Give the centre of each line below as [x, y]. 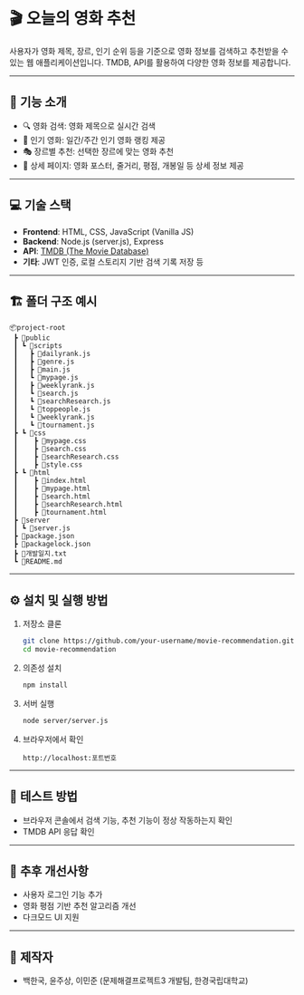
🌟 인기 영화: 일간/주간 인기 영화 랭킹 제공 [94, 140]
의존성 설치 [42, 668]
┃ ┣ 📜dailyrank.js [52, 354]
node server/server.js [65, 720]
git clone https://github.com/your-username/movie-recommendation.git [158, 641]
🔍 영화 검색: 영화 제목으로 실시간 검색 [89, 126]
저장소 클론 [42, 624]
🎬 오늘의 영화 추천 [73, 19]
